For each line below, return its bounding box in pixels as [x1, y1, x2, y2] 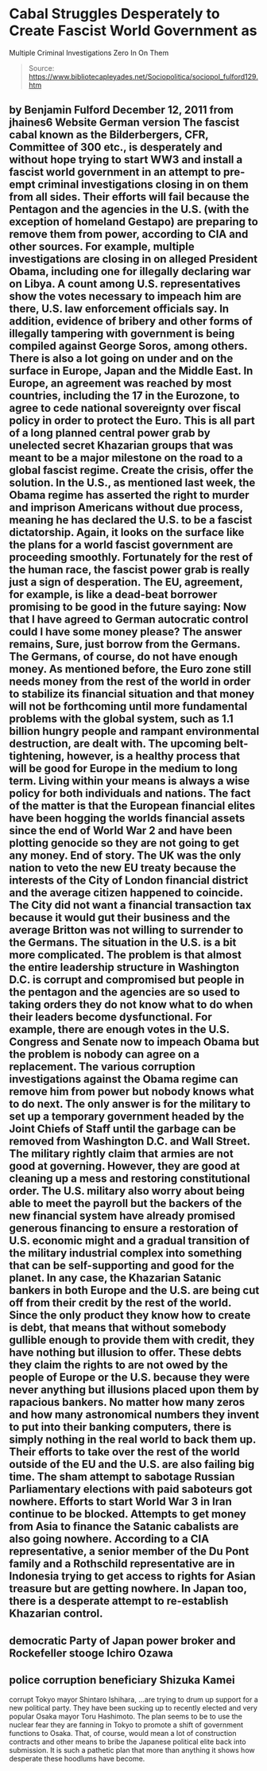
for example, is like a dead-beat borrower [9, 588, 218, 601]
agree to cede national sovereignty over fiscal [9, 402, 242, 415]
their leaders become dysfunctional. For [9, 1011, 213, 1024]
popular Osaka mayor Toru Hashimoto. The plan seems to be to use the [9, 1711, 243, 1721]
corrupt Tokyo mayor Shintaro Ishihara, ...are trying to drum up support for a [9, 1695, 259, 1704]
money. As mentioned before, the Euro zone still [9, 662, 252, 676]
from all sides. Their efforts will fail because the [9, 190, 250, 204]
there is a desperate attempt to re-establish [9, 1594, 229, 1608]
